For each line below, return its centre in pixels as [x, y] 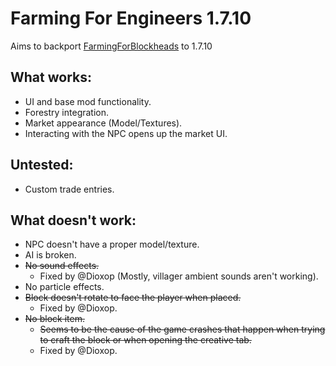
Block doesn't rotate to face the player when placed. [133, 298]
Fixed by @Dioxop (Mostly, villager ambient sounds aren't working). [179, 276]
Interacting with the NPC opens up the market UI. [126, 133]
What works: [51, 77]
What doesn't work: [73, 220]
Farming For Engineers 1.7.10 [131, 18]
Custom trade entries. [69, 189]
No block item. [54, 319]
